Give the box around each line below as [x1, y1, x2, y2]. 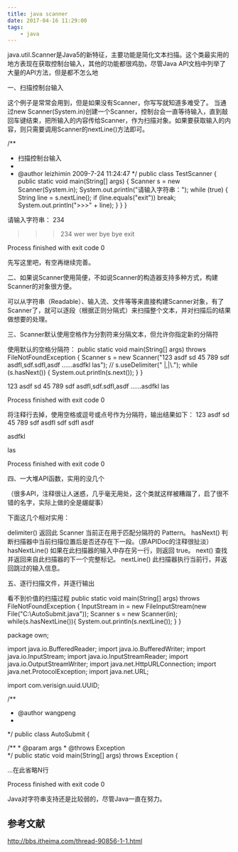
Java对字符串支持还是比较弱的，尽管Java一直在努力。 [7, 794, 166, 803]
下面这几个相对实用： [7, 513, 70, 522]
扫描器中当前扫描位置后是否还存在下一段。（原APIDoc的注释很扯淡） [13, 537, 213, 546]
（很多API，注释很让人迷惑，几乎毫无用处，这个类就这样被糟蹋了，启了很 [7, 489, 223, 498]
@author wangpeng [17, 709, 76, 717]
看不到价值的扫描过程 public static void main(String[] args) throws [7, 594, 200, 603]
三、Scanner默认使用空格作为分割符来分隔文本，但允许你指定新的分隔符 [7, 330, 219, 339]
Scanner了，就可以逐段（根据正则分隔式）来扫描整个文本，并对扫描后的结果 [7, 306, 231, 315]
